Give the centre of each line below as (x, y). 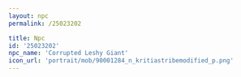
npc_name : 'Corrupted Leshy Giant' (69, 53)
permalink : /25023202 (45, 24)
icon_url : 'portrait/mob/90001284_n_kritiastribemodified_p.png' (121, 61)
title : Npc (27, 38)
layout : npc (28, 16)
